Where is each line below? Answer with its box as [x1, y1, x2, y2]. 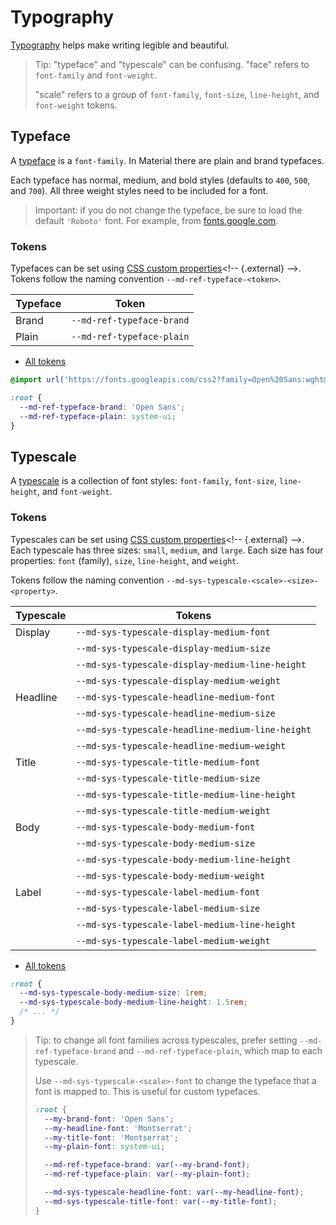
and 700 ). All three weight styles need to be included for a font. [10, 184, 269, 196]
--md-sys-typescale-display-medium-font [75, 626, 271, 638]
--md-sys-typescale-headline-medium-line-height [75, 724, 312, 735]
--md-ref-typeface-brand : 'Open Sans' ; [19, 402, 186, 412]
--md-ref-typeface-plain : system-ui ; [19, 411, 177, 421]
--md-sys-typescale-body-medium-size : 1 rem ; [19, 988, 208, 998]
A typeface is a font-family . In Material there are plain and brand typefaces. [10, 154, 325, 166]
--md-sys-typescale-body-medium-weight [75, 870, 266, 881]
